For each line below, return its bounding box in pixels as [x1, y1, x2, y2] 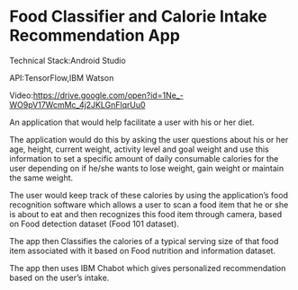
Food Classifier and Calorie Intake [9, 6, 267, 27]
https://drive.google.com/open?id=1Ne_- [32, 90, 185, 101]
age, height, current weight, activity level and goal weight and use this [9, 144, 270, 154]
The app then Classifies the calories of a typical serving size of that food [9, 235, 279, 246]
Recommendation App [9, 25, 180, 46]
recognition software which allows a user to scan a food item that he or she [9, 199, 289, 210]
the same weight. [9, 172, 74, 183]
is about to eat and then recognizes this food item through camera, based [9, 208, 282, 219]
